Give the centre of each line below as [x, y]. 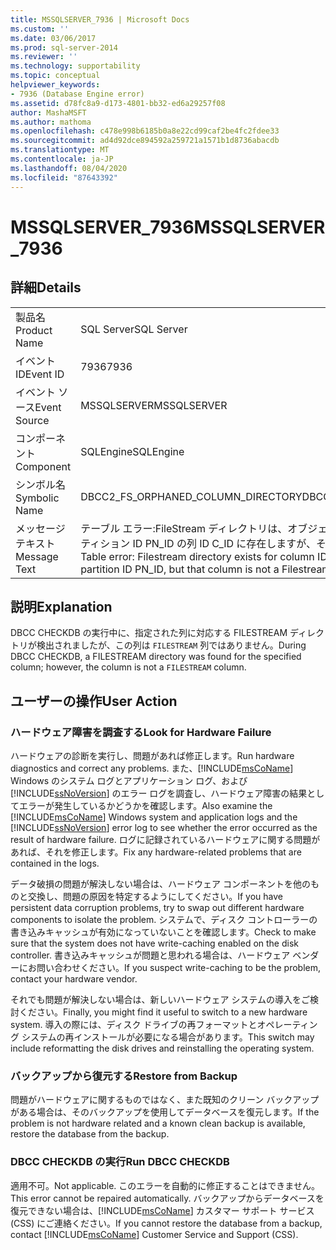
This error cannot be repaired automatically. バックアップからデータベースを [167, 1198]
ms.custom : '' [40, 29]
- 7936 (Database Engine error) [77, 94]
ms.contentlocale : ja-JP [62, 159]
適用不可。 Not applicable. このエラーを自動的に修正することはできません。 [165, 1185]
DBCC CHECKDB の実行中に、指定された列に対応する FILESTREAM [149, 633]
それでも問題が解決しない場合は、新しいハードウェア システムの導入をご [160, 999]
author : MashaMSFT [48, 112]
